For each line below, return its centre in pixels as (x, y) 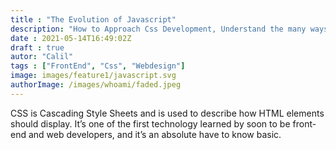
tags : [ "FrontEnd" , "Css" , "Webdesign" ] (98, 66)
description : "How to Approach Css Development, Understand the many (158, 29)
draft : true (37, 47)
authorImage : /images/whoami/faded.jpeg (96, 85)
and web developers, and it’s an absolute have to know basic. (155, 134)
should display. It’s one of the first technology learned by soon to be (150, 123)
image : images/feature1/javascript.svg (93, 76)
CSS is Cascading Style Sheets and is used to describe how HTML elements (167, 113)
